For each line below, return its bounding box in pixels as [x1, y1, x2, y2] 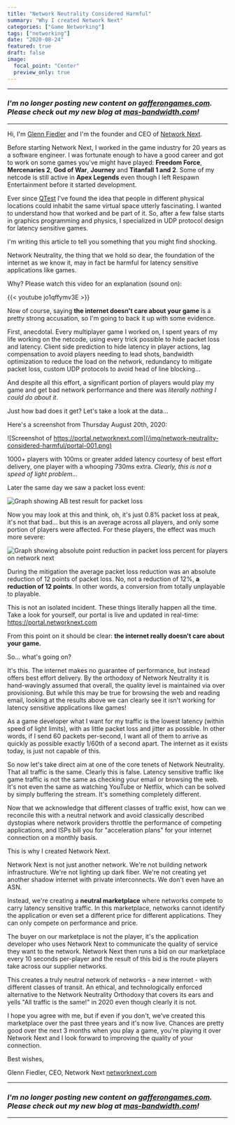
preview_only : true [13, 69, 71, 76]
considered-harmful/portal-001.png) [7, 441, 112, 449]
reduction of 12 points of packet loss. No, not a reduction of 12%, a [7, 575, 200, 583]
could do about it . [7, 393, 58, 401]
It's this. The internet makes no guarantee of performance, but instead [7, 666, 210, 674]
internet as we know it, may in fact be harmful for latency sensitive [7, 258, 199, 267]
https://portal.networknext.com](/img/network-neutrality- [53, 433, 219, 442]
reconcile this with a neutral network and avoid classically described [7, 811, 204, 819]
